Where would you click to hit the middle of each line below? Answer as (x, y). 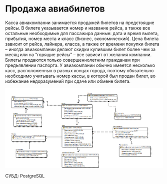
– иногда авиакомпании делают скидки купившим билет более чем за (80, 49)
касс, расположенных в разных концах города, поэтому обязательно (79, 70)
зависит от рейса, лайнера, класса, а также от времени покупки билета (82, 44)
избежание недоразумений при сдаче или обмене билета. (68, 81)
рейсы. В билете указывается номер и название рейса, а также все (78, 28)
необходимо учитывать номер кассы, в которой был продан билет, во (80, 76)
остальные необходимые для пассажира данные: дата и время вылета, (82, 33)
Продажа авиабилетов (55, 9)
